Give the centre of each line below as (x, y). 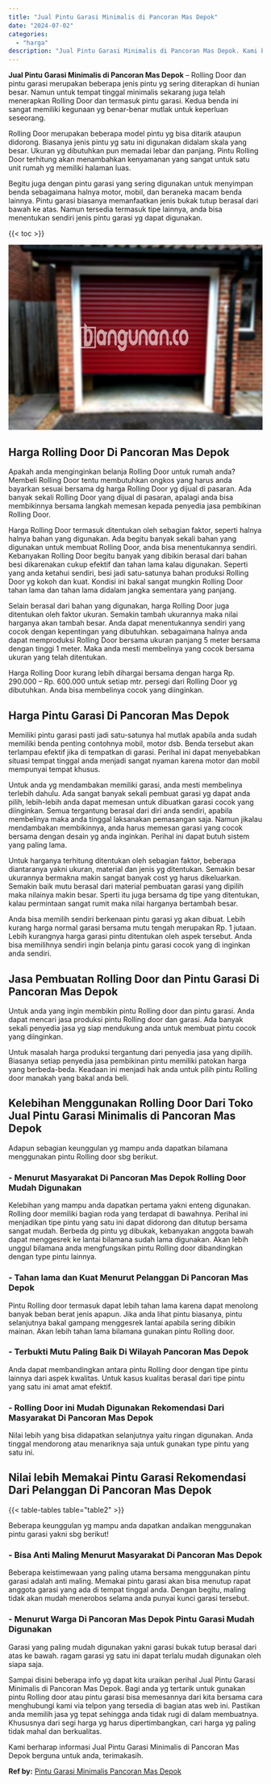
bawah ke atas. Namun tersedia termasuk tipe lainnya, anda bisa (116, 209)
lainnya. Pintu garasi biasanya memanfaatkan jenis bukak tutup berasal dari (133, 201)
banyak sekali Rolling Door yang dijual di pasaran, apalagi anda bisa (121, 497)
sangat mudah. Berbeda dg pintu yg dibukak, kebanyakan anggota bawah (131, 1231)
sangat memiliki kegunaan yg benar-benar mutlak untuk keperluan (118, 110)
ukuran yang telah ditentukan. (58, 657)
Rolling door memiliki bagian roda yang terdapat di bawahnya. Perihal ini (128, 1214)
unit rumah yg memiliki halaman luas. (70, 168)
